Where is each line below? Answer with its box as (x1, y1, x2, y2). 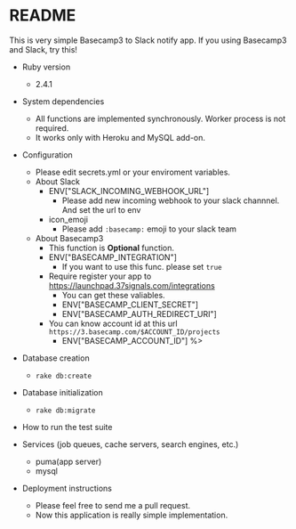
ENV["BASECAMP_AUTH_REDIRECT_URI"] (61, 308, 218, 319)
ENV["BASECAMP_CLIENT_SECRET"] (61, 299, 198, 310)
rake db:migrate (35, 406, 96, 415)
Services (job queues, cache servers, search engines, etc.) (21, 438, 239, 450)
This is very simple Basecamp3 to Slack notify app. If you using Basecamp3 (9, 35, 287, 45)
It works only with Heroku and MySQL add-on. (35, 132, 206, 142)
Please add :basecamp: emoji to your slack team (61, 224, 237, 234)
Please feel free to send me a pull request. (35, 500, 191, 510)
